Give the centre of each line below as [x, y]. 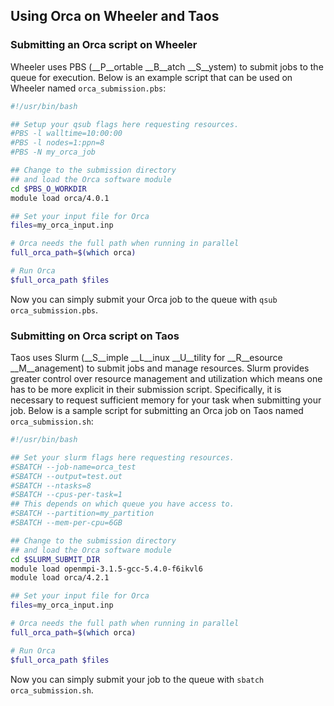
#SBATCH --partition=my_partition [82, 514]
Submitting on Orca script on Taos [95, 336]
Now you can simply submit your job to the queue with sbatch [137, 679]
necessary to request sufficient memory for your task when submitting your [166, 400]
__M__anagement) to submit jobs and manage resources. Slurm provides [160, 368]
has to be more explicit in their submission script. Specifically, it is [146, 390]
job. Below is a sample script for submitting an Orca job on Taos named [157, 411]
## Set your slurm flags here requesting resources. [122, 457]
